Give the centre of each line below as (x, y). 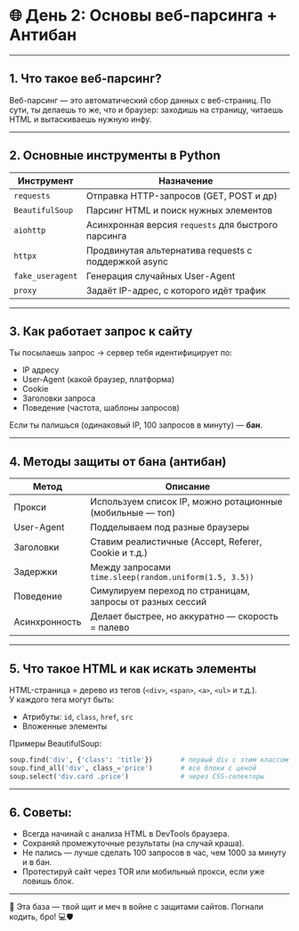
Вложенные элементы (65, 726)
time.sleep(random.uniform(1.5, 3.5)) (173, 577)
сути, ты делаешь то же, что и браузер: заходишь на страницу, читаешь (146, 110)
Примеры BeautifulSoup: (56, 743)
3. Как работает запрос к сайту (101, 331)
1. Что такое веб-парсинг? (85, 79)
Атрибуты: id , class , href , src (77, 717)
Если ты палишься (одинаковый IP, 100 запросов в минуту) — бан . (136, 425)
